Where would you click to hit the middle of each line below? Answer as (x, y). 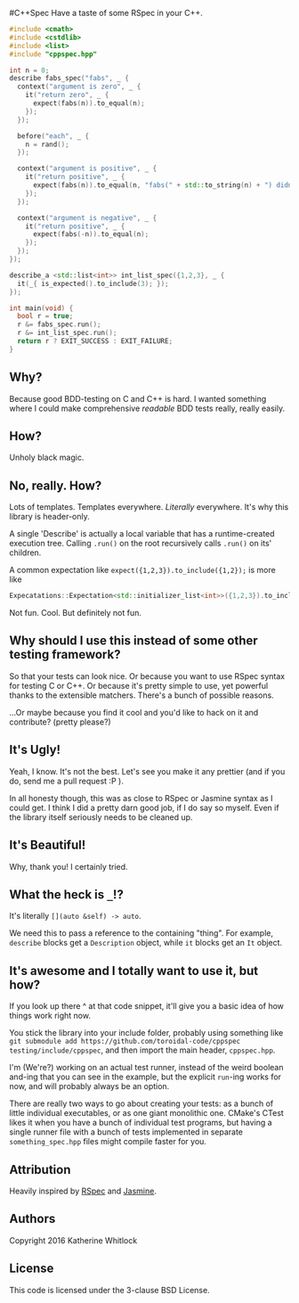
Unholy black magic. (47, 457)
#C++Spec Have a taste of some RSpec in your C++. (106, 13)
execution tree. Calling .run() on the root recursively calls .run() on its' (141, 544)
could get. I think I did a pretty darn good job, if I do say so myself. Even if (144, 807)
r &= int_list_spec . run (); (67, 333)
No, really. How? (56, 485)
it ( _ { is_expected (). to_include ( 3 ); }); (93, 283)
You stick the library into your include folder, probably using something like (146, 1033)
